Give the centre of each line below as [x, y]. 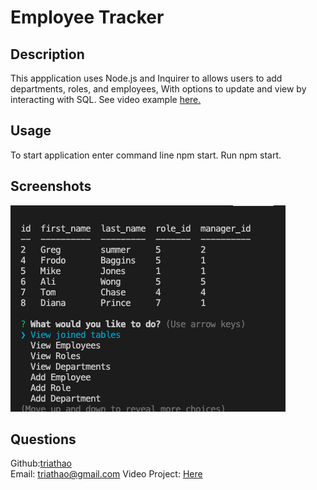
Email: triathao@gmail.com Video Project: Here [106, 474]
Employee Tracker [87, 17]
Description [47, 54]
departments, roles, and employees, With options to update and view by [158, 89]
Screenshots [51, 186]
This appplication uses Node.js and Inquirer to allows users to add [146, 78]
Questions [43, 439]
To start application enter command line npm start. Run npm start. [146, 155]
